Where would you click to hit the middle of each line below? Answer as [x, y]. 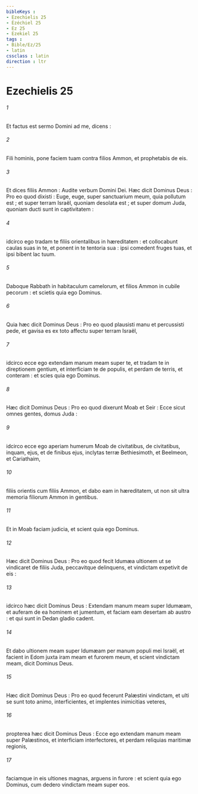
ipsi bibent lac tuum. [31, 254]
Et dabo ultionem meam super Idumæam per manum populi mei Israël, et [95, 651]
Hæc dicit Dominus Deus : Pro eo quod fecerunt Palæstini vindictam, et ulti [98, 695]
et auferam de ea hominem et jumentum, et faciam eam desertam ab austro [99, 612]
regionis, [17, 746]
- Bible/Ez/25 [24, 45]
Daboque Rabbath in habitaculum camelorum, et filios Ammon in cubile [93, 286]
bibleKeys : [21, 12]
